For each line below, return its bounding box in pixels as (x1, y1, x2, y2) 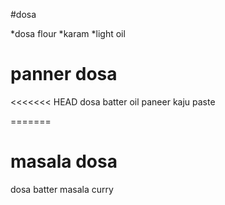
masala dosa (10, 150, 118, 173)
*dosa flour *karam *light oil (10, 28, 126, 39)
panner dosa (10, 63, 118, 86)
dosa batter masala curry (10, 183, 114, 195)
